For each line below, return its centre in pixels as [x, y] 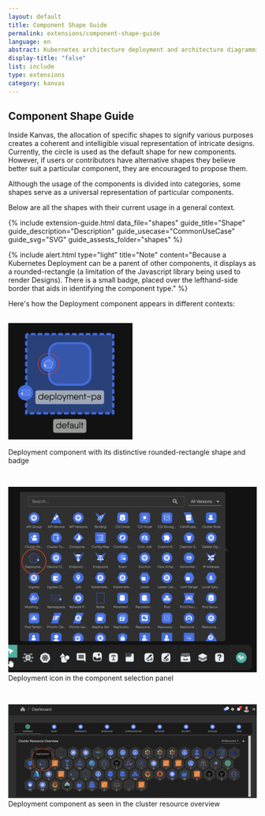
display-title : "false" [47, 58]
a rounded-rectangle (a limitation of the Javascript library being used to [124, 271]
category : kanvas [37, 83]
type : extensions [37, 75]
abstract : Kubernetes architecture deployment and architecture [116, 50]
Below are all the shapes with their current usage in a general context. [122, 208]
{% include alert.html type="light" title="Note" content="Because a [118, 255]
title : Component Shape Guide [58, 25]
